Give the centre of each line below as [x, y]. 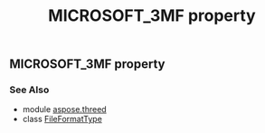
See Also [29, 90]
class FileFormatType [62, 119]
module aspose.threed [64, 109]
